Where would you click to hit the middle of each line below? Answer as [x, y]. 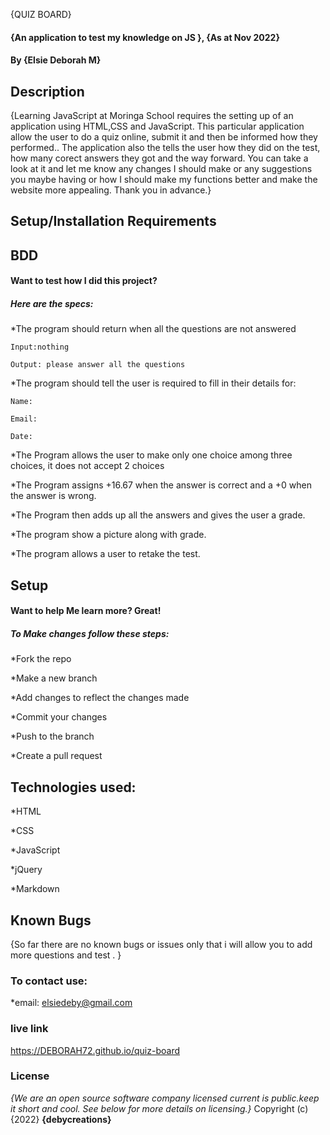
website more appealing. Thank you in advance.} [111, 190]
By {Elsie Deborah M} [56, 60]
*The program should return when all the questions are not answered [153, 329]
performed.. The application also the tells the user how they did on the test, [165, 147]
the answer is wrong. [53, 496]
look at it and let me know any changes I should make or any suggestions [161, 168]
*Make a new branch [54, 678]
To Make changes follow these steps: [90, 633]
